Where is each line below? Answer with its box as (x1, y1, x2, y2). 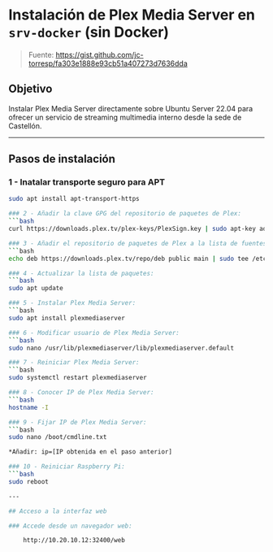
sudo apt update (8, 285, 63, 293)
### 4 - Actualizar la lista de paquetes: (8, 269, 154, 277)
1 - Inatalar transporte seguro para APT (8, 176, 165, 188)
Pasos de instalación (8, 152, 116, 166)
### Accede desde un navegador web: (8, 522, 132, 530)
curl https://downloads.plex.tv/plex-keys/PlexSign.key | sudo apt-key (8, 225, 256, 233)
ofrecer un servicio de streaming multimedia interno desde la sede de (8, 112, 242, 122)
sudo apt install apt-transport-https (8, 195, 140, 203)
